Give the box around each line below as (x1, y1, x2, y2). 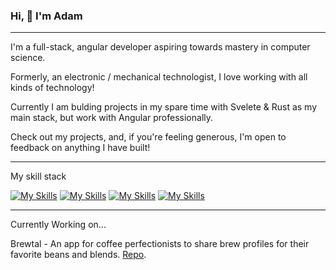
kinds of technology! (10, 82, 95, 94)
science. (10, 52, 46, 64)
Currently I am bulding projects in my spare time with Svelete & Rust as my (10, 101, 318, 113)
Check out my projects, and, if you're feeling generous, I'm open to (10, 131, 287, 143)
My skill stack (10, 170, 67, 183)
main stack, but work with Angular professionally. (10, 112, 214, 124)
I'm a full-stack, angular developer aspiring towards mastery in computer (10, 41, 311, 53)
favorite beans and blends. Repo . (10, 249, 147, 261)
